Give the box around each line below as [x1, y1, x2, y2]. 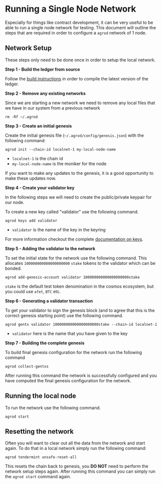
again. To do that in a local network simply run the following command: [5, 446, 146, 451]
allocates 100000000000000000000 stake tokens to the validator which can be [5, 260, 156, 266]
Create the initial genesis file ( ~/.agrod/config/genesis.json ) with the [5, 132, 144, 138]
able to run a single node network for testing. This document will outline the [5, 24, 156, 30]
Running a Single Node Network [5, 3, 136, 15]
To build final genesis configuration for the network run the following [5, 349, 142, 355]
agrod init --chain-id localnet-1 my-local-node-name [5, 147, 116, 152]
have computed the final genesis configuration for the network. [5, 377, 131, 383]
